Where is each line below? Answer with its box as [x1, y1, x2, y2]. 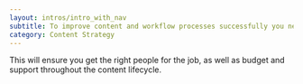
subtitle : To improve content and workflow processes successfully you [9, 22, 284, 31]
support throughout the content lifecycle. [9, 64, 162, 75]
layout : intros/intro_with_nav [9, 13, 127, 23]
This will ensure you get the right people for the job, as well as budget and [9, 55, 286, 66]
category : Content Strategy [9, 30, 115, 39]
